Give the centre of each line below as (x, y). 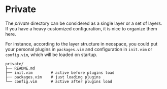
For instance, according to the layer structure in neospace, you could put (81, 43)
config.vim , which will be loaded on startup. (51, 55)
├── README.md (20, 68)
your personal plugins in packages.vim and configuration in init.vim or (79, 49)
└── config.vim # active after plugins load (59, 81)
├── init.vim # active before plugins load (60, 73)
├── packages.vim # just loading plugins (53, 77)
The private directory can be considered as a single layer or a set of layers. (84, 23)
